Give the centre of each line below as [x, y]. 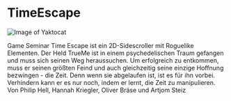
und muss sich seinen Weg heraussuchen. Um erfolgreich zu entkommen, [113, 60]
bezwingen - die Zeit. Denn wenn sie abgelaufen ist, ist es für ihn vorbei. [111, 75]
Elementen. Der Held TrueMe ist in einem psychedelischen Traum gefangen [115, 53]
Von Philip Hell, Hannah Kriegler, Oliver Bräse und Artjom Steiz [97, 90]
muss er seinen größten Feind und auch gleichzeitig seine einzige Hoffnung [115, 68]
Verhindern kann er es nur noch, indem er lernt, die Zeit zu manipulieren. [111, 82]
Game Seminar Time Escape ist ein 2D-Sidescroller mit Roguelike [101, 45]
